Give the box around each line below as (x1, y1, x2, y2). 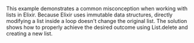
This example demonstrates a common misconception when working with (6, 5, 188, 12)
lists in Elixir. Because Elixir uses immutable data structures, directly (6, 11, 173, 18)
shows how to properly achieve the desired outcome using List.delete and (6, 24, 188, 31)
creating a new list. (6, 30, 53, 37)
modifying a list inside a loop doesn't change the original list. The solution (6, 18, 187, 24)
